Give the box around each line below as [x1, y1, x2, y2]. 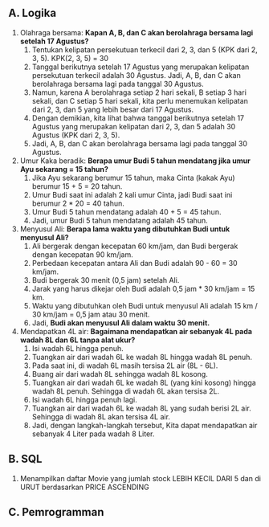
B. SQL [8, 452, 43, 466]
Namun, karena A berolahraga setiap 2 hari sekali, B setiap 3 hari [31, 88, 247, 97]
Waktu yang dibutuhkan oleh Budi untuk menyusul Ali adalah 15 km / [31, 300, 259, 310]
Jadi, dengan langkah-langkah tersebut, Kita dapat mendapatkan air [31, 420, 258, 430]
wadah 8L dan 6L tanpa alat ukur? [19, 335, 136, 345]
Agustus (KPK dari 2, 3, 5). [31, 130, 120, 140]
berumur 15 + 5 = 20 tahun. [31, 181, 123, 191]
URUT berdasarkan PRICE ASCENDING [19, 482, 150, 492]
